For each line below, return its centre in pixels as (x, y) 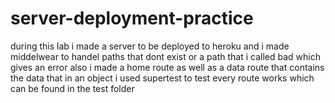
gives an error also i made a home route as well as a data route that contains (167, 67)
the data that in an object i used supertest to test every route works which (162, 78)
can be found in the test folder (72, 88)
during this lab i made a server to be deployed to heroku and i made (150, 46)
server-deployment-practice (132, 18)
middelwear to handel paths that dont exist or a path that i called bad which (165, 56)
